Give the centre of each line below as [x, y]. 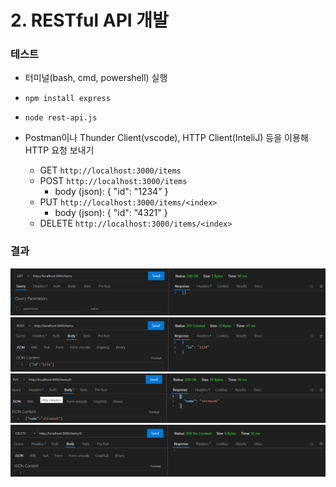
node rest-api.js [61, 118]
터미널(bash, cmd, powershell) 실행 [96, 78]
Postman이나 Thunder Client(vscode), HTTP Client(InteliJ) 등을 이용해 [166, 138]
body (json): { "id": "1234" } [111, 192]
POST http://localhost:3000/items [113, 181]
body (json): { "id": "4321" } [111, 213]
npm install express [67, 99]
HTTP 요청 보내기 [59, 150]
